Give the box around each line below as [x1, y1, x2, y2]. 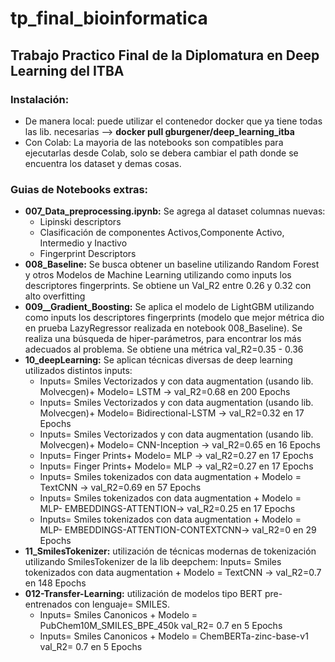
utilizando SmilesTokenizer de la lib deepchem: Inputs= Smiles [24, 556, 282, 568]
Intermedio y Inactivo [39, 237, 128, 249]
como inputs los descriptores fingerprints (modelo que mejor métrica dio [24, 312, 325, 324]
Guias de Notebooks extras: [10, 182, 149, 196]
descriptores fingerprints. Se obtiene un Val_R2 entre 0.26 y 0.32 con [24, 280, 312, 292]
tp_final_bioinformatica [10, 7, 208, 30]
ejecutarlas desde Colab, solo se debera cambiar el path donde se [24, 147, 299, 159]
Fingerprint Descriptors [39, 248, 137, 260]
